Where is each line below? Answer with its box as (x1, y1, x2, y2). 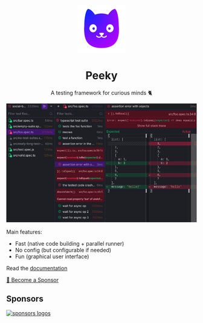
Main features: (6, 228, 42, 235)
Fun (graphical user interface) (14, 253, 89, 260)
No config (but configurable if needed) (14, 246, 112, 253)
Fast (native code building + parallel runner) (14, 240, 124, 247)
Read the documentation (6, 264, 68, 272)
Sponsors (6, 293, 43, 304)
